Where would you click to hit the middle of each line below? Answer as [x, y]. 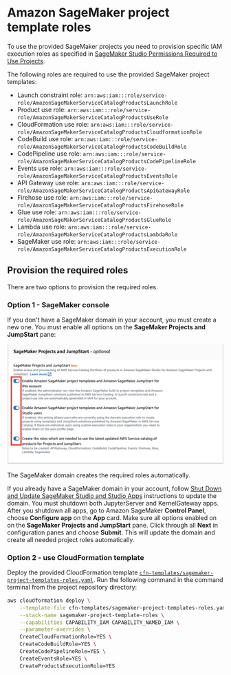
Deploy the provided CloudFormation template [73, 572]
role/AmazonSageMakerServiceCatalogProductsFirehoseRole [100, 205]
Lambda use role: [42, 227]
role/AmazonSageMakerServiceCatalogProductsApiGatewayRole [103, 191]
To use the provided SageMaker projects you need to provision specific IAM [114, 46]
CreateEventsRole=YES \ [54, 658]
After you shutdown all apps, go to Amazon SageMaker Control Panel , [107, 510]
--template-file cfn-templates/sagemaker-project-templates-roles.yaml [124, 607]
